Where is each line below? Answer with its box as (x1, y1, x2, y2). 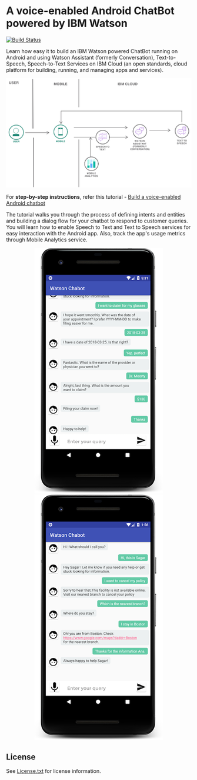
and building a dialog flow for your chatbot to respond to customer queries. (6, 217, 188, 225)
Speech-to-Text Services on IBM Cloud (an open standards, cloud (27, 60, 188, 67)
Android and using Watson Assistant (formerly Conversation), (6, 54, 155, 61)
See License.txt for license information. (6, 767, 101, 774)
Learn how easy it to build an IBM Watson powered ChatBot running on (6, 47, 178, 54)
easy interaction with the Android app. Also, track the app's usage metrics (6, 230, 186, 237)
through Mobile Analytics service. (6, 236, 88, 243)
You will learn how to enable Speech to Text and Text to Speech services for (6, 224, 191, 231)
